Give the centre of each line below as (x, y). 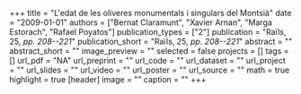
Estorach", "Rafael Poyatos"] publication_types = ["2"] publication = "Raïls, (148, 32)
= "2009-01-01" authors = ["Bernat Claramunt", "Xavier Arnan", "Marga (141, 22)
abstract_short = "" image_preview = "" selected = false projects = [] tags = (149, 51)
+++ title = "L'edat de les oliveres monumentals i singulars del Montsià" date (150, 13)
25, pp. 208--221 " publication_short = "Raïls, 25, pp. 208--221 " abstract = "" (151, 41)
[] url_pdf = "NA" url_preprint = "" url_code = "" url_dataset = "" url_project (147, 60)
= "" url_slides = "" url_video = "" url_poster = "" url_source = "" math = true (150, 70)
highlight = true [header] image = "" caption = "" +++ (108, 79)
